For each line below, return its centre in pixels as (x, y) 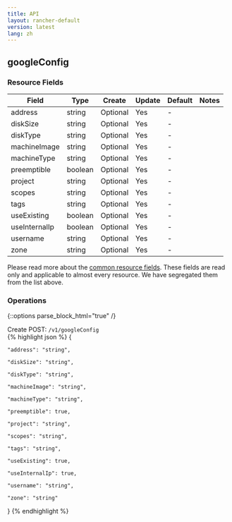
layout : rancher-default (44, 20)
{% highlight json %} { (39, 337)
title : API (23, 14)
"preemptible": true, (39, 412)
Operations (27, 301)
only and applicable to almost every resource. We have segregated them (113, 274)
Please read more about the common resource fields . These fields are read (116, 267)
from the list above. (35, 282)
